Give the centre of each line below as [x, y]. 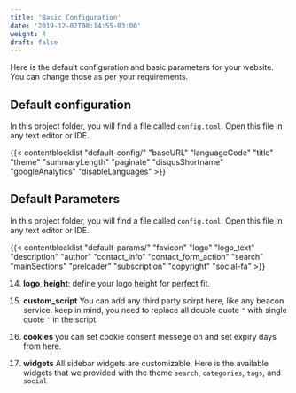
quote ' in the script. [60, 319]
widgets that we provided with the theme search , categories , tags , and [152, 373]
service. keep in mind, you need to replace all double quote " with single [155, 310]
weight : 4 [28, 34]
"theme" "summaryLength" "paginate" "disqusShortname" [117, 162]
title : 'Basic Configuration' [66, 17]
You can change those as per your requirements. [99, 77]
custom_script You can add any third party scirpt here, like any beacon [153, 300]
